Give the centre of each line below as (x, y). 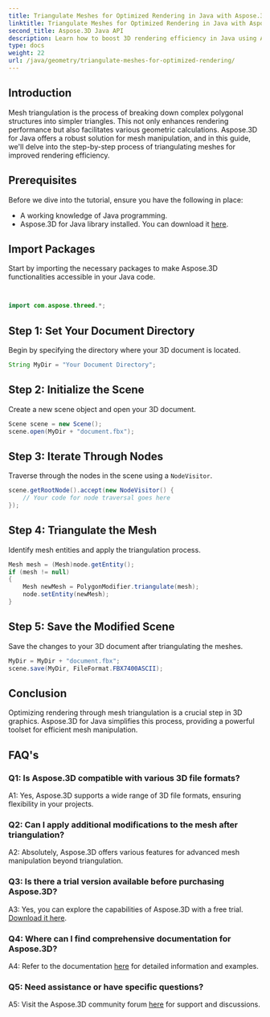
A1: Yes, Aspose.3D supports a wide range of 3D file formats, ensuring (125, 795)
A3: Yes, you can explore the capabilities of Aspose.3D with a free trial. (126, 909)
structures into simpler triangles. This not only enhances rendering (119, 120)
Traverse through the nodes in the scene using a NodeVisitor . (110, 476)
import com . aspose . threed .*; (57, 306)
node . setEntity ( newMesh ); (66, 594)
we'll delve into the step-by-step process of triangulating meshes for (122, 146)
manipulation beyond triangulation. (65, 861)
